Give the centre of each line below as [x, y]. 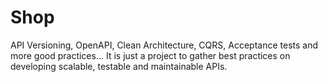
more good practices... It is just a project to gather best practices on [150, 55]
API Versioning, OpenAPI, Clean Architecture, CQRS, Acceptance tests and [164, 45]
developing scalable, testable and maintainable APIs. [119, 66]
